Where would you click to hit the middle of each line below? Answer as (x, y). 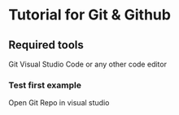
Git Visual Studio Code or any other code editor (87, 64)
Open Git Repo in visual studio (59, 103)
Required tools (46, 45)
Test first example (45, 85)
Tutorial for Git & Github (89, 15)
